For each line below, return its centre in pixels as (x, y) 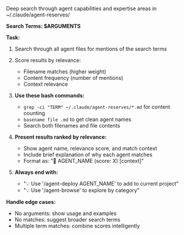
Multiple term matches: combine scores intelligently (77, 226)
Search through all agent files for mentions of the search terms (91, 49)
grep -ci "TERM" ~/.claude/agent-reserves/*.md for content (97, 107)
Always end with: (36, 172)
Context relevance (46, 84)
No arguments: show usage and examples (66, 213)
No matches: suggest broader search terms (67, 219)
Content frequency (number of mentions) (73, 78)
